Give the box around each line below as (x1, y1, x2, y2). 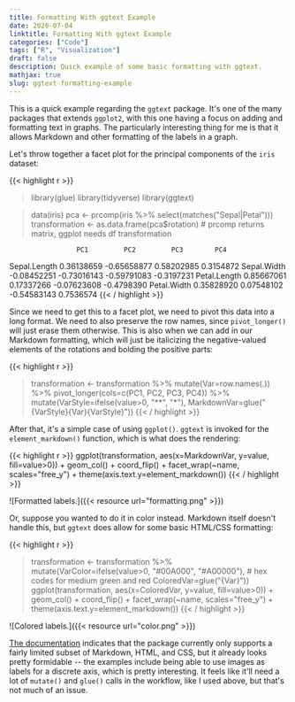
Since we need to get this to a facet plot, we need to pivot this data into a (9, 306, 276, 317)
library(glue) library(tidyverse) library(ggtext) (30, 192, 194, 203)
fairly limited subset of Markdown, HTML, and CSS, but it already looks (9, 647, 268, 658)
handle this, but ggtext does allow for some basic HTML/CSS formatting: (9, 521, 274, 532)
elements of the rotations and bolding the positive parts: (9, 343, 214, 354)
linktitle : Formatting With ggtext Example (9, 29, 172, 38)
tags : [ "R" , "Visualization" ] (9, 46, 121, 55)
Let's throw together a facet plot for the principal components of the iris (9, 148, 276, 159)
